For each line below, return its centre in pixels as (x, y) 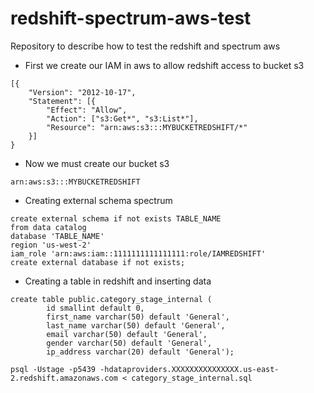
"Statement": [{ (62, 101)
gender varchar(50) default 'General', (129, 343)
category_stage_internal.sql (192, 378)
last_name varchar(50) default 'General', (136, 325)
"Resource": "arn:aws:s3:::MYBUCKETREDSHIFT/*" (147, 127)
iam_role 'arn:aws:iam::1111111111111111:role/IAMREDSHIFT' (138, 253)
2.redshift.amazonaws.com (64, 378)
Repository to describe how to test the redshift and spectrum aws (145, 46)
